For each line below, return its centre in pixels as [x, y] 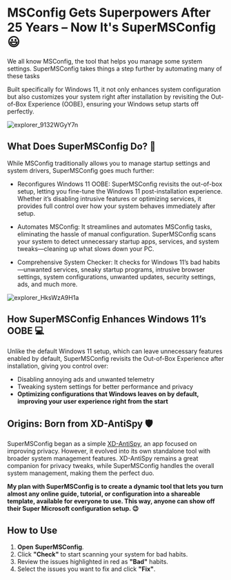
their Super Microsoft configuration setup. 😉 [73, 509]
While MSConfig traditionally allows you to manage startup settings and [109, 163]
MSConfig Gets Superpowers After [109, 13]
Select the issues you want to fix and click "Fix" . [86, 569]
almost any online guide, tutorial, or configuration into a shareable [104, 494]
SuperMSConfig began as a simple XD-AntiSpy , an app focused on [102, 444]
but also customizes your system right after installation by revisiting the [108, 96]
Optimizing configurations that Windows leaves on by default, [108, 394]
